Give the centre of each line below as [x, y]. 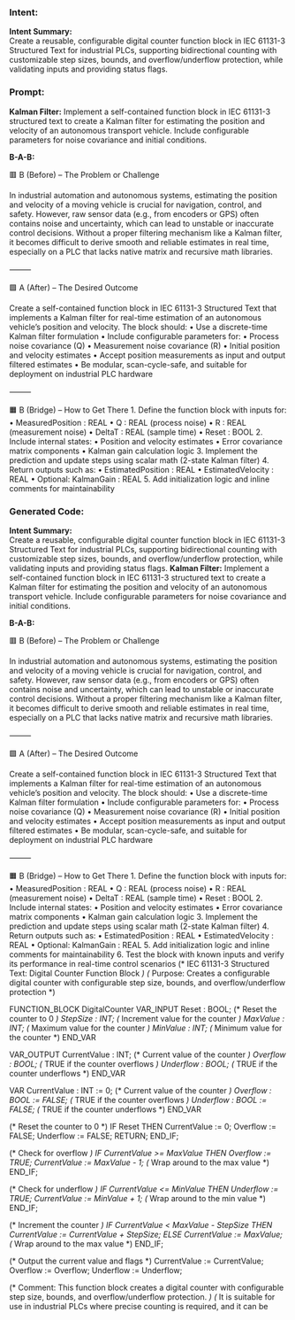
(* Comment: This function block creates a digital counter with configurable [147, 1287]
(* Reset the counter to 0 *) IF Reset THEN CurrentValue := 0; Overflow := [143, 1126]
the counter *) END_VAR [53, 1037]
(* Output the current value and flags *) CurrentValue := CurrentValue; [136, 1261]
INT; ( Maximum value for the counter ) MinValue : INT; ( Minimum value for [146, 1028]
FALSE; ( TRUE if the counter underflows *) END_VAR [105, 1109]
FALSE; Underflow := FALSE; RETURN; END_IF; [94, 1136]
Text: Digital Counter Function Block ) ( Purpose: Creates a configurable [140, 973]
